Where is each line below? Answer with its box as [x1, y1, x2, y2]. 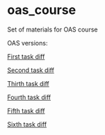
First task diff [7, 52, 45, 61]
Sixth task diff [7, 120, 47, 128]
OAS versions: [7, 38, 48, 47]
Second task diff [7, 66, 54, 74]
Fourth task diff [7, 93, 51, 101]
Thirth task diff [7, 79, 50, 87]
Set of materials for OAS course [7, 25, 98, 34]
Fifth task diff [7, 106, 45, 115]
